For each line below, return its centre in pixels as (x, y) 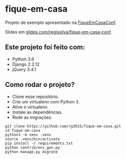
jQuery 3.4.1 (24, 69)
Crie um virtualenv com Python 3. (46, 101)
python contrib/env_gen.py (32, 147)
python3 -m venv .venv (28, 135)
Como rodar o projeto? (40, 85)
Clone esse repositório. (36, 97)
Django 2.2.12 (26, 64)
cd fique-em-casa (23, 130)
